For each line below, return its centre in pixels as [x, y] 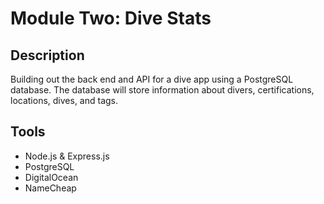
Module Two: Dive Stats [111, 18]
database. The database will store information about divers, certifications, [162, 90]
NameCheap [50, 188]
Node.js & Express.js [67, 156]
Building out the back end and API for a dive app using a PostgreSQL [152, 79]
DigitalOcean [51, 177]
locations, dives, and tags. [64, 100]
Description [47, 55]
